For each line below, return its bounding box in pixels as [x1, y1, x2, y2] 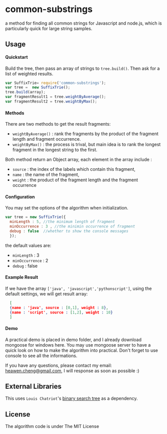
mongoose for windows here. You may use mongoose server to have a [5, 342, 151, 348]
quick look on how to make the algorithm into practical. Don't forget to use [5, 347, 158, 353]
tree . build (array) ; [5, 89, 46, 95]
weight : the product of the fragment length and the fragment [12, 177, 138, 183]
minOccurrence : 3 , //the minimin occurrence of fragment [9, 224, 135, 229]
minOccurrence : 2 [12, 257, 48, 263]
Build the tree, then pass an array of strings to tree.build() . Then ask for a [5, 65, 160, 71]
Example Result [5, 274, 38, 280]
